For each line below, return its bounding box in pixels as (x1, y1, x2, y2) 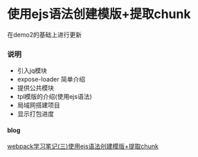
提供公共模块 (17, 84, 54, 92)
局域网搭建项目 (17, 101, 60, 109)
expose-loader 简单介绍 (17, 75, 85, 84)
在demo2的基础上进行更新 (7, 30, 82, 39)
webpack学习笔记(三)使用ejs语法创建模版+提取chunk (7, 142, 159, 151)
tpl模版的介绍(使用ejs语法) (17, 93, 92, 101)
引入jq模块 (17, 66, 47, 75)
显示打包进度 (17, 110, 54, 118)
